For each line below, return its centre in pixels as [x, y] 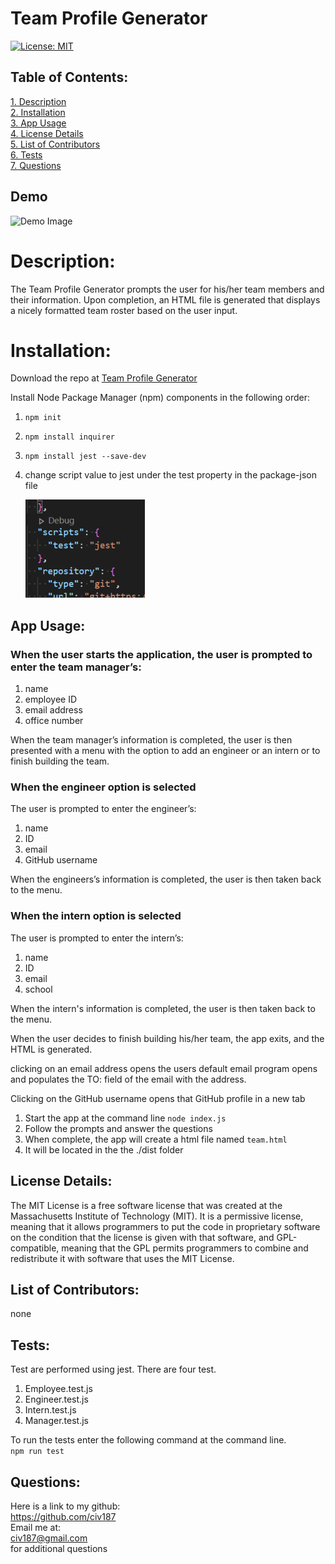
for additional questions [59, 1548]
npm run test [37, 1452]
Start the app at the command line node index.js [125, 1118]
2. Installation [38, 112]
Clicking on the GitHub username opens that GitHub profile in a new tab [158, 1098]
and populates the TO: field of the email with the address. [128, 1079]
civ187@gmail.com [49, 1538]
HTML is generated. [51, 1049]
